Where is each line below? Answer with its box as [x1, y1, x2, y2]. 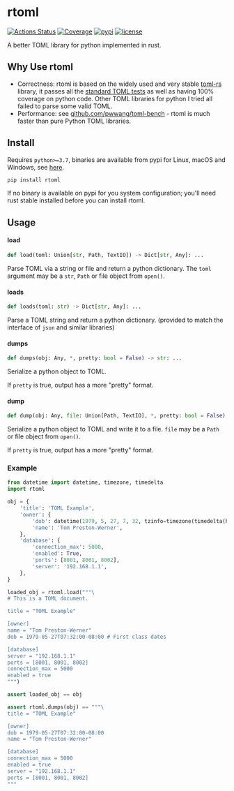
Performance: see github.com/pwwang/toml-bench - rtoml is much [17, 109, 210, 117]
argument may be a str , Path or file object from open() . [7, 272, 165, 280]
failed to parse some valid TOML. [17, 102, 113, 110]
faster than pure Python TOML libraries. [17, 117, 131, 125]
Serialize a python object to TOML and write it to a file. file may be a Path [7, 425, 219, 434]
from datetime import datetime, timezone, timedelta [7, 479, 164, 486]
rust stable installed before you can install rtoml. [7, 196, 146, 205]
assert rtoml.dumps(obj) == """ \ [7, 703, 104, 711]
